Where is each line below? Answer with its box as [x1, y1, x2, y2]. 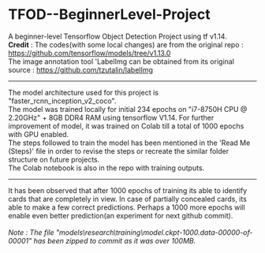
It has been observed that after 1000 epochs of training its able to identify [8, 185, 248, 195]
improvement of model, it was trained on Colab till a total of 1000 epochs [8, 121, 244, 131]
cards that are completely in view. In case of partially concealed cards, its [8, 194, 247, 203]
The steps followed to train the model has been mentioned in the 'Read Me [8, 138, 251, 147]
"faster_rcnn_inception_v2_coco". [8, 96, 117, 106]
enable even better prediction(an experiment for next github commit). [8, 210, 233, 220]
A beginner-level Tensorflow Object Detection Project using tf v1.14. [8, 32, 227, 41]
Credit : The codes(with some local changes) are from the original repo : [8, 39, 244, 49]
